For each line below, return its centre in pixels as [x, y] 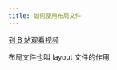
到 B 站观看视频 [34, 39]
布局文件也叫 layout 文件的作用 [59, 56]
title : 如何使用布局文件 [45, 16]
